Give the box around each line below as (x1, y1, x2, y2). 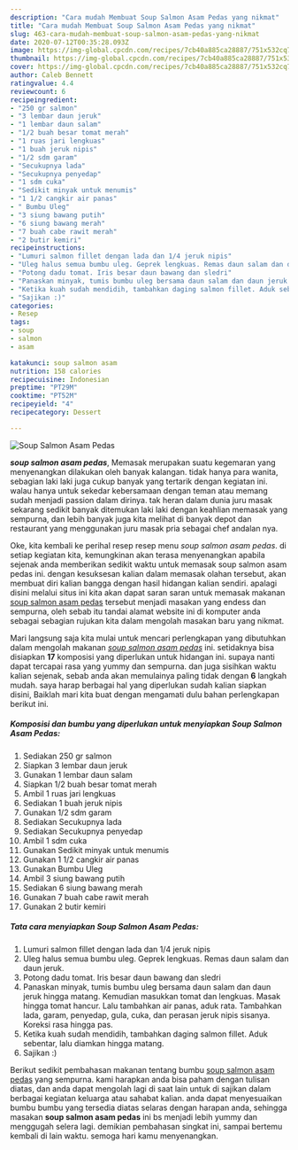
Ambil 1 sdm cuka (22, 835, 88, 846)
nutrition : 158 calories (10, 367, 102, 376)
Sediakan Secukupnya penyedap (22, 826, 143, 836)
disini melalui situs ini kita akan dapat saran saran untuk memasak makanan (10, 587, 286, 598)
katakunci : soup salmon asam (10, 358, 118, 368)
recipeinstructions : (10, 244, 87, 253)
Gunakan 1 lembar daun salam (22, 769, 134, 780)
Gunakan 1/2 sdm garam (22, 807, 112, 818)
